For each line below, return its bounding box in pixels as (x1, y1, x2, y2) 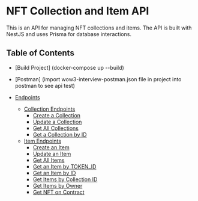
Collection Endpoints (23, 105, 76, 113)
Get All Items (32, 156, 65, 164)
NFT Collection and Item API (6, 4, 149, 18)
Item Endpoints (23, 137, 62, 144)
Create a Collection (32, 111, 81, 119)
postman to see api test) (14, 82, 75, 89)
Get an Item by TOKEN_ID (32, 162, 97, 170)
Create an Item (32, 143, 70, 151)
